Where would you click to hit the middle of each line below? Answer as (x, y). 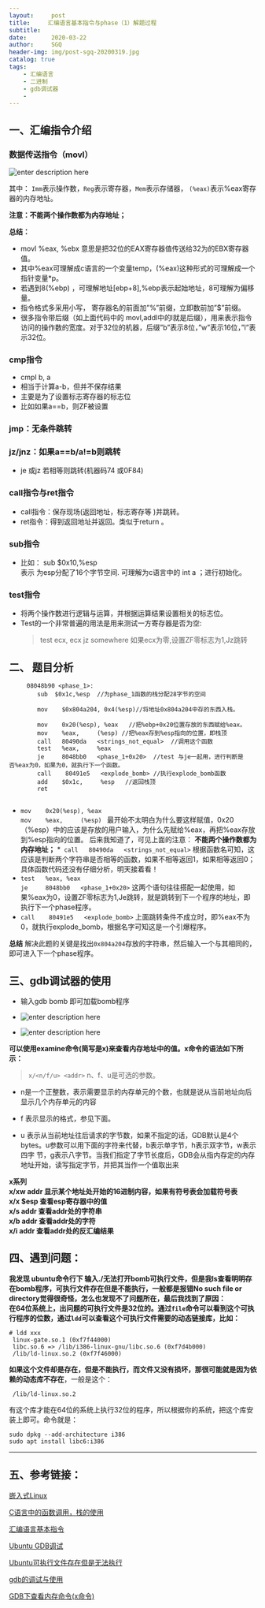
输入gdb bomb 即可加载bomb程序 (75, 1001)
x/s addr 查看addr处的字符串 (55, 1211)
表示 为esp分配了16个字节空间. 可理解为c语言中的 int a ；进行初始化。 (133, 573)
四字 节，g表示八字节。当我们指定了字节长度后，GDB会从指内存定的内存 (138, 1155)
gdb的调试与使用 (36, 1579)
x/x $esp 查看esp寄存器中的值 (58, 1201)
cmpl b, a (35, 377)
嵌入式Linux (28, 1495)
